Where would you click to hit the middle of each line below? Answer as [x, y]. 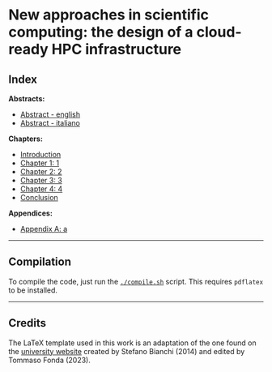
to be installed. [33, 290]
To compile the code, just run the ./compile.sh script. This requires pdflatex [136, 281]
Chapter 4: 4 [41, 189]
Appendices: [30, 213]
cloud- [219, 32]
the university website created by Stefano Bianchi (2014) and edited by [127, 351]
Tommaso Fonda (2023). [49, 360]
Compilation [40, 262]
